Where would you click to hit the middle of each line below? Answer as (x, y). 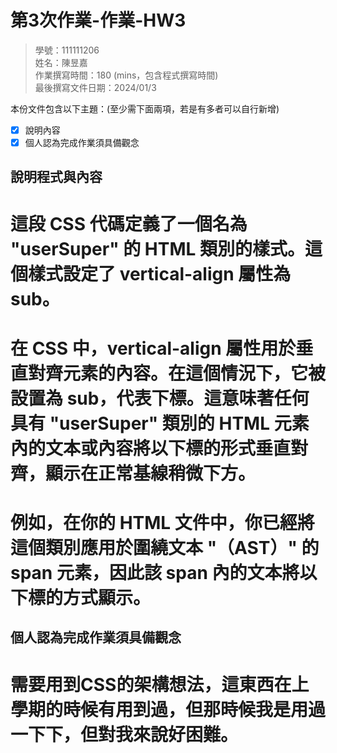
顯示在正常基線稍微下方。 (151, 473)
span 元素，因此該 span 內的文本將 (155, 573)
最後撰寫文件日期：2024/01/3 (95, 87)
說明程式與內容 (56, 177)
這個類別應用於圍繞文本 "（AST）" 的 (165, 548)
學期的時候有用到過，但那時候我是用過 (168, 709)
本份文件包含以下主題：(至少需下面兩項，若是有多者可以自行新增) (145, 108)
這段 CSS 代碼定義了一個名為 (129, 223)
